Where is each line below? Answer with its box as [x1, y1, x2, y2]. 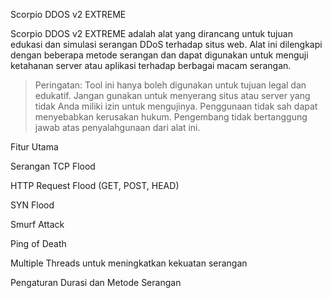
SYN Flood [10, 199, 55, 211]
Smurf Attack [10, 219, 65, 230]
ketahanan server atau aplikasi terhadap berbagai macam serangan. [10, 60, 292, 71]
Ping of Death [10, 238, 67, 249]
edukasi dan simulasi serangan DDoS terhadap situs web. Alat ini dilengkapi [10, 39, 323, 50]
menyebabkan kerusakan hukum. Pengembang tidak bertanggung [34, 111, 308, 123]
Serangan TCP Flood [10, 160, 96, 172]
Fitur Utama [10, 141, 59, 153]
